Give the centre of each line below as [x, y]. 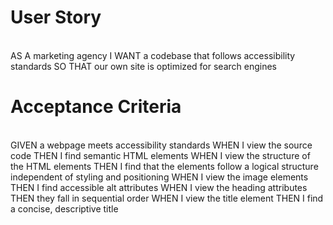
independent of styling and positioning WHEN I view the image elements [159, 177]
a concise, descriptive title [64, 208]
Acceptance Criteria [96, 107]
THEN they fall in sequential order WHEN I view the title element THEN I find [167, 198]
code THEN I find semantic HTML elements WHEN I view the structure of [160, 155]
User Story [56, 17]
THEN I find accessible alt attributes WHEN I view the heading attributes [159, 187]
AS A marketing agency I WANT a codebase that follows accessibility [153, 55]
